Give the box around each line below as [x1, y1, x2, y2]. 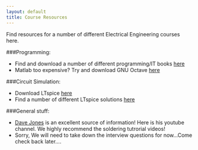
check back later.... [14, 137, 62, 145]
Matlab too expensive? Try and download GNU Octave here [14, 66, 160, 73]
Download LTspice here [14, 89, 72, 96]
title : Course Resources [6, 14, 68, 20]
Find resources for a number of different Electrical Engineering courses [6, 30, 180, 37]
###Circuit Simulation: [6, 78, 61, 85]
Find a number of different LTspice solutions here [14, 96, 135, 103]
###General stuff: [6, 107, 50, 114]
